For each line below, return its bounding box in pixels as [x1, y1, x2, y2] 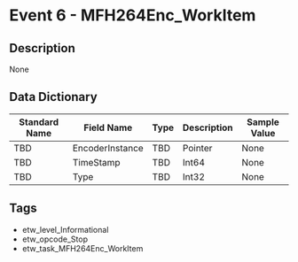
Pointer [182, 142, 213, 154]
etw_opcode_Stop [21, 234, 89, 244]
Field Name [83, 121, 133, 134]
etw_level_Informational [21, 224, 109, 235]
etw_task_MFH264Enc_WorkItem [21, 243, 144, 253]
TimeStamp [72, 156, 122, 168]
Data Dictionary [9, 89, 98, 104]
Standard [19, 116, 59, 128]
